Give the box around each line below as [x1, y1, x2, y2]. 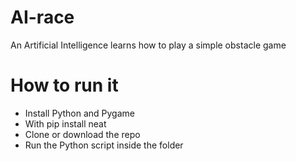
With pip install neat [24, 117, 107, 130]
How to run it [10, 74, 119, 97]
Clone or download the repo [24, 128, 141, 140]
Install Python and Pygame [24, 107, 135, 119]
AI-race [10, 6, 75, 29]
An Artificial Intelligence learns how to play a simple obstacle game [10, 39, 287, 51]
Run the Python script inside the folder [24, 139, 184, 151]
